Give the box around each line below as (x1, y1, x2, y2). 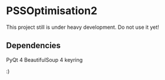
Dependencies (6, 41, 61, 51)
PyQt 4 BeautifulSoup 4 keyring (6, 56, 83, 63)
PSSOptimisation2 (6, 4, 98, 18)
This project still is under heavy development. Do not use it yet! (6, 24, 159, 31)
